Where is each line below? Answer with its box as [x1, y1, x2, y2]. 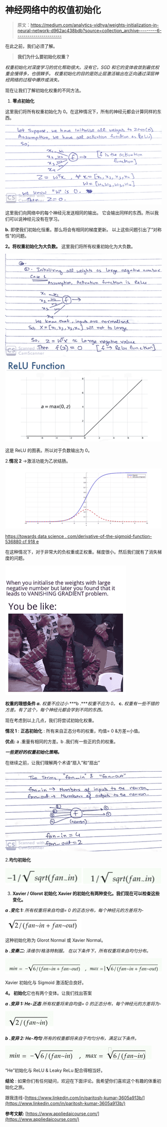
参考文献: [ [5, 1111, 27, 1117]
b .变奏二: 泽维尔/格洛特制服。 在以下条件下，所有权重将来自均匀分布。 [5, 948, 151, 954]
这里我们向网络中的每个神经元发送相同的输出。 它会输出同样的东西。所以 [5, 210, 155, 216]
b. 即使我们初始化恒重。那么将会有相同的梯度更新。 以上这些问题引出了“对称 [5, 226, 162, 232]
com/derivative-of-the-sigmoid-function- [67, 534, 152, 540]
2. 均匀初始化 [5, 857, 31, 863]
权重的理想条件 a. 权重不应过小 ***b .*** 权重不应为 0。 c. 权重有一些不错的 [5, 701, 159, 706]
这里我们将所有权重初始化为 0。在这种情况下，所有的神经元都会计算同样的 [5, 108, 158, 115]
